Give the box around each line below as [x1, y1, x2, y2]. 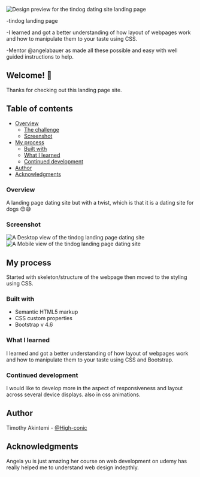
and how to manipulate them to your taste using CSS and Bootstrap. [6, 356, 174, 363]
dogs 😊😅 [6, 205, 32, 212]
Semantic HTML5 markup [14, 308, 78, 315]
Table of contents [6, 104, 73, 114]
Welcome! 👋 [6, 71, 52, 81]
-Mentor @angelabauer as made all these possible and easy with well [6, 47, 178, 54]
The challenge [23, 126, 60, 133]
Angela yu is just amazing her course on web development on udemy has [6, 457, 187, 464]
